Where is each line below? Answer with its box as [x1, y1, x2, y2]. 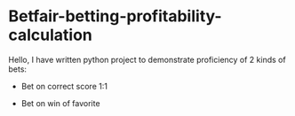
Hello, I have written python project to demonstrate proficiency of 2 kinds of [8, 54, 286, 65]
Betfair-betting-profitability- [8, 6, 223, 27]
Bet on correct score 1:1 [20, 81, 108, 91]
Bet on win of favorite [20, 97, 100, 108]
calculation [8, 25, 92, 45]
